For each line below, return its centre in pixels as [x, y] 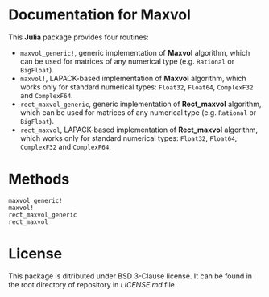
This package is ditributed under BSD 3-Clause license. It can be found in [130, 276]
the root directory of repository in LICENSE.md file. [93, 284]
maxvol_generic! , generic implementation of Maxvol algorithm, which [135, 52]
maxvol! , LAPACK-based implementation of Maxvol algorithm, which [133, 78]
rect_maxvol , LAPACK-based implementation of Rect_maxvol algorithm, [139, 130]
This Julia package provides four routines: [79, 37]
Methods [39, 179]
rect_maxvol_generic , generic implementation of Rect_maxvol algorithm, [141, 104]
